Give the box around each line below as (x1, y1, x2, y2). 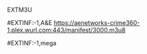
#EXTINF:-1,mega (7, 39, 57, 47)
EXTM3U (7, 6, 33, 13)
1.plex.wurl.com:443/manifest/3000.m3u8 (7, 26, 126, 34)
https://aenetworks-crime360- (53, 19, 140, 26)
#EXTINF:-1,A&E (7, 19, 53, 26)
